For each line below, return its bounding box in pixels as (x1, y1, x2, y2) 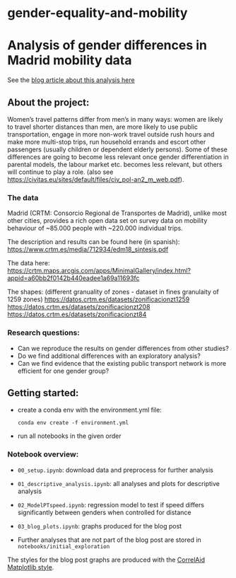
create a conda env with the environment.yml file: (17, 405, 163, 415)
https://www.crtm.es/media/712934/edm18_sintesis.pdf (7, 245, 169, 254)
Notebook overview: (7, 449, 79, 459)
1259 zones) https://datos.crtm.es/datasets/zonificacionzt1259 (7, 295, 190, 304)
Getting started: (7, 387, 79, 399)
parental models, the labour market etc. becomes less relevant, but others (7, 160, 223, 168)
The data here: (7, 259, 50, 267)
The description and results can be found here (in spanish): (7, 238, 180, 246)
